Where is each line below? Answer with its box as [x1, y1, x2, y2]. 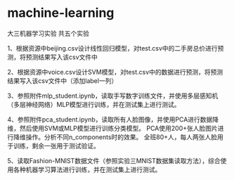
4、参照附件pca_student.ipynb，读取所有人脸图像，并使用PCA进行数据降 [7, 115, 219, 124]
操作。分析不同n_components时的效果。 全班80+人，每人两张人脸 [25, 132, 218, 141]
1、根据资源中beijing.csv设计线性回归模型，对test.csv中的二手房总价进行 [7, 44, 218, 52]
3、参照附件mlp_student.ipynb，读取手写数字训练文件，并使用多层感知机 [7, 91, 219, 100]
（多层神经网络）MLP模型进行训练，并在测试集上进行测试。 [7, 100, 181, 108]
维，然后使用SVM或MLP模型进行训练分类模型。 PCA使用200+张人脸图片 [7, 124, 218, 132]
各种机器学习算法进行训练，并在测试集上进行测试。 [13, 165, 162, 174]
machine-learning [7, 5, 115, 21]
